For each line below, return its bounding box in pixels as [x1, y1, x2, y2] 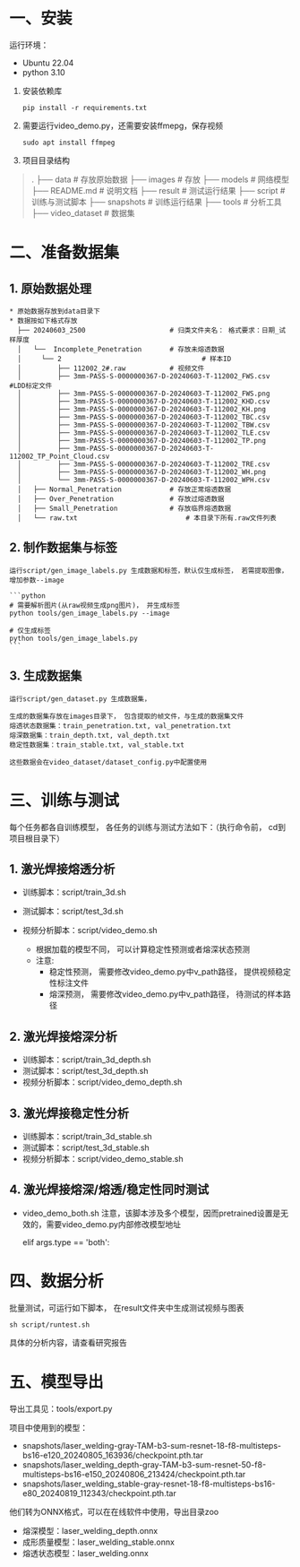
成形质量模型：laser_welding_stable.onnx [21, 1537, 175, 1547]
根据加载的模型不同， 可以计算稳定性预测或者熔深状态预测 [35, 944, 251, 955]
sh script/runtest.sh [9, 1320, 90, 1329]
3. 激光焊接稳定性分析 [9, 1105, 130, 1121]
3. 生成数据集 [9, 669, 82, 684]
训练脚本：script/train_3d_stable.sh [21, 1130, 152, 1141]
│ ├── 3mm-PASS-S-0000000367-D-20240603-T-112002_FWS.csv [17, 371, 270, 381]
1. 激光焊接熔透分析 [9, 861, 116, 877]
